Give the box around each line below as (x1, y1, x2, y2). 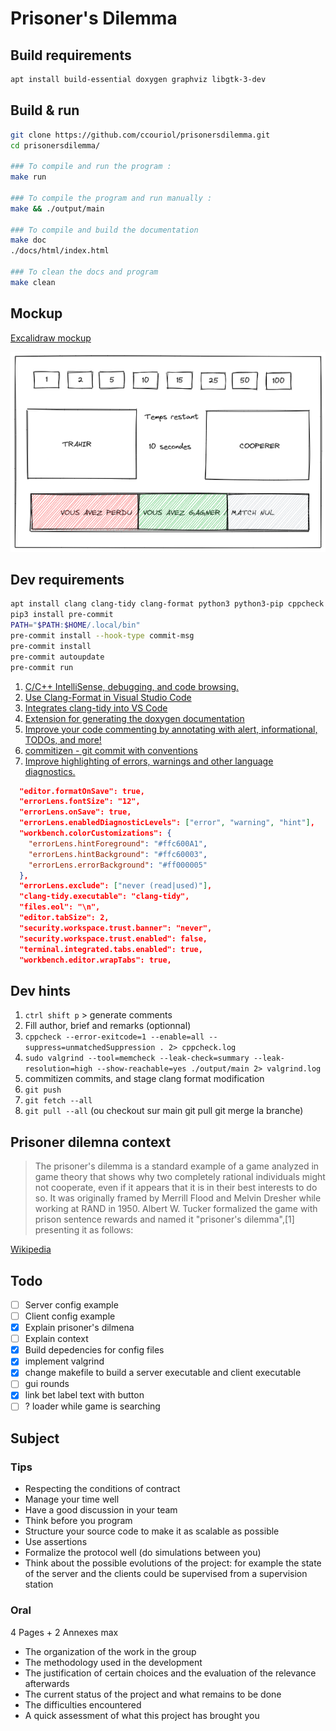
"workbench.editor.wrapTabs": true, (19, 955, 172, 965)
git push (24, 1085, 62, 1096)
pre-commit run (10, 662, 74, 672)
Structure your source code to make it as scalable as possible (24, 1525, 280, 1537)
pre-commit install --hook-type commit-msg (10, 631, 195, 641)
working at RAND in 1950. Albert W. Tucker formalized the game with (34, 1203, 318, 1215)
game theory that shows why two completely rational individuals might (34, 1171, 326, 1183)
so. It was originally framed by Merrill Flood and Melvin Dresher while (34, 1192, 322, 1204)
